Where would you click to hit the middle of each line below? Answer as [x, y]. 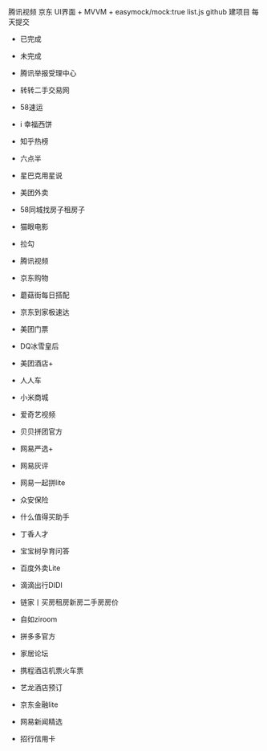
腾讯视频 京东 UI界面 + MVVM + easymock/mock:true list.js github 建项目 [129, 12]
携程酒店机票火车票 [52, 670]
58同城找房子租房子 [53, 210]
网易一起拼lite [42, 483]
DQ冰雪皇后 [39, 346]
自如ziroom [38, 619]
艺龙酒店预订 [41, 688]
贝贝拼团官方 [41, 431]
